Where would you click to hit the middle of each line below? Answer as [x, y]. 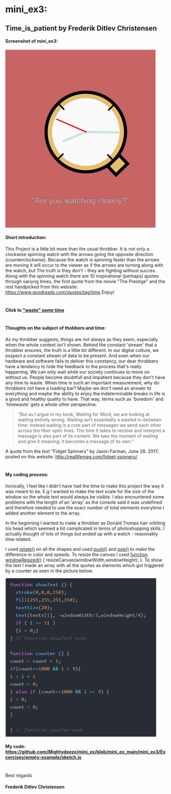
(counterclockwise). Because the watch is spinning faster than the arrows [82, 260]
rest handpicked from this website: [41, 287]
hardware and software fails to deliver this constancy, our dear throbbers [82, 361]
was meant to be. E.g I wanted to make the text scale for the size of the [80, 491]
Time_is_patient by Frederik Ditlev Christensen [81, 28]
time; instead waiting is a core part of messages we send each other [89, 425]
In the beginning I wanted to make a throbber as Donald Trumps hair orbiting [85, 523]
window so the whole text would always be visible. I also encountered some [85, 497]
